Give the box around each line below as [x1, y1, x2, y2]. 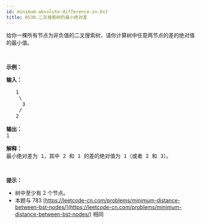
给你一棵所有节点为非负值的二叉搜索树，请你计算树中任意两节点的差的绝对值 [6, 31, 195, 39]
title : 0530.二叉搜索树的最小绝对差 [6, 14, 88, 20]
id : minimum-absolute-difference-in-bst [6, 8, 109, 15]
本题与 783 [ [14, 197, 45, 204]
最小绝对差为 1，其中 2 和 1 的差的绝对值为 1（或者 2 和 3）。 [6, 152, 172, 159]
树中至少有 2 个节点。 [14, 189, 69, 196]
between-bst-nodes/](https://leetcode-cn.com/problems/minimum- [14, 203, 182, 210]
